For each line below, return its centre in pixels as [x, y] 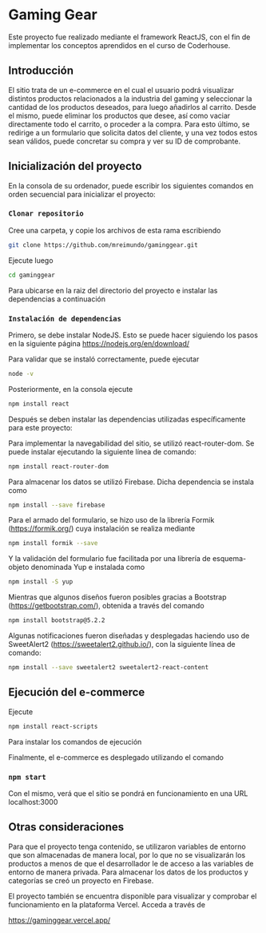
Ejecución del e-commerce [77, 692]
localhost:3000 [33, 802]
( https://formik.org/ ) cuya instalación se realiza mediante [102, 529]
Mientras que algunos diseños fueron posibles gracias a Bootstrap [117, 597]
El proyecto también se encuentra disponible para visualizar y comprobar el [133, 896]
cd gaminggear [32, 275]
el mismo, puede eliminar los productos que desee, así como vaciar [119, 115]
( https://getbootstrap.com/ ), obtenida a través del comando [107, 606]
